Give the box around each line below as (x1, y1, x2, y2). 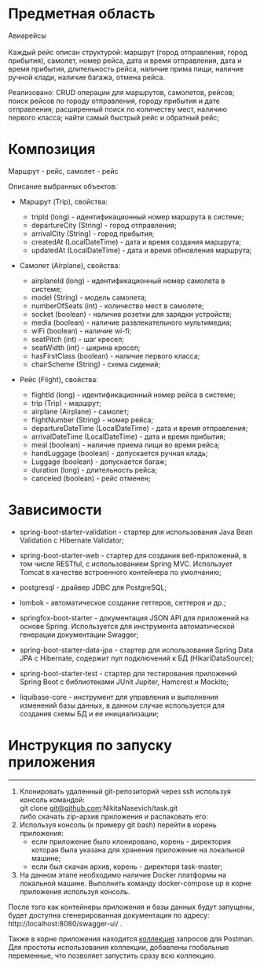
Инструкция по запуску (8, 737, 173, 754)
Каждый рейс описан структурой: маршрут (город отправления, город (8, 47, 247, 57)
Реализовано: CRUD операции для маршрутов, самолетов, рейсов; (8, 87, 235, 97)
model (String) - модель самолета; (31, 293, 147, 302)
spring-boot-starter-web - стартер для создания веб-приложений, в (19, 550, 247, 560)
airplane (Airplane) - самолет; (31, 407, 130, 416)
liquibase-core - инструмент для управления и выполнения (19, 692, 218, 701)
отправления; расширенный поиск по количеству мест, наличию (8, 104, 228, 114)
